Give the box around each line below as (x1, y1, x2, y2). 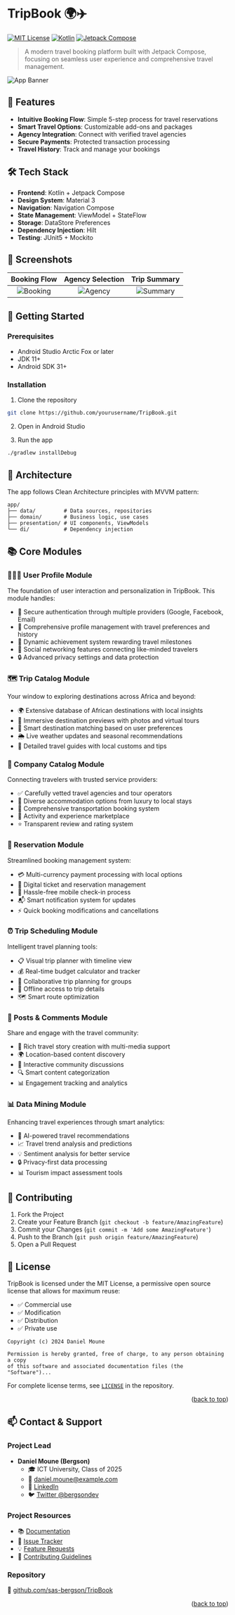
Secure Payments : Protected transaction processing (17, 137, 170, 146)
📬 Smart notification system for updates (17, 895, 136, 904)
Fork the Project (17, 1210, 65, 1219)
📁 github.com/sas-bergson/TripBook (7, 1586, 114, 1595)
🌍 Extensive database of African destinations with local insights (17, 706, 203, 714)
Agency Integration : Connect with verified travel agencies (17, 129, 187, 138)
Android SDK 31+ (17, 362, 67, 371)
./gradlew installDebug (7, 450, 77, 457)
